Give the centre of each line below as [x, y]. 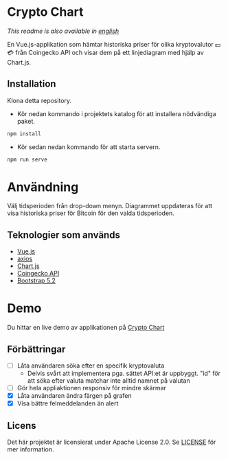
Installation [32, 84]
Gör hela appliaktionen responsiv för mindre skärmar [92, 388]
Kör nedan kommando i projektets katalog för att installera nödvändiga [116, 113]
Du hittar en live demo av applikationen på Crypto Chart [86, 328]
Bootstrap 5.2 [36, 281]
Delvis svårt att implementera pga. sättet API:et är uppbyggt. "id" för [124, 373]
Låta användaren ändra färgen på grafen [74, 396]
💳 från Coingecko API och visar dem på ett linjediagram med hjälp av [105, 52]
